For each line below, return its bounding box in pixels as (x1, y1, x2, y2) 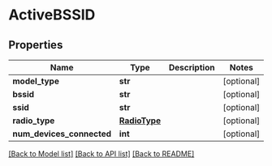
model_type (12, 75, 59, 87)
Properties (8, 38, 63, 52)
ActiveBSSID (8, 6, 96, 24)
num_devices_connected (12, 128, 112, 139)
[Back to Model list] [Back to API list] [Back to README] (8, 149, 195, 159)
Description (168, 62, 215, 73)
